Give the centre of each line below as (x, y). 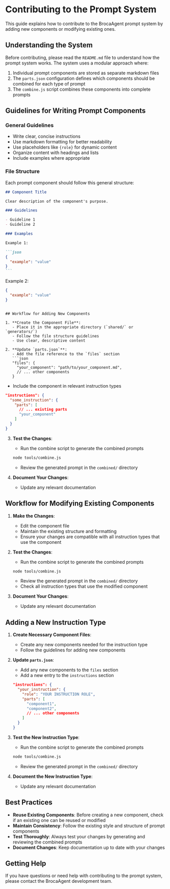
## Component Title (26, 192)
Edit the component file (45, 525)
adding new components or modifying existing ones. (60, 29)
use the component (41, 542)
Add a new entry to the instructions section (67, 675)
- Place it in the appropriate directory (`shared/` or (73, 327)
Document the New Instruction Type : (53, 776)
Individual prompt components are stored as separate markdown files (86, 73)
